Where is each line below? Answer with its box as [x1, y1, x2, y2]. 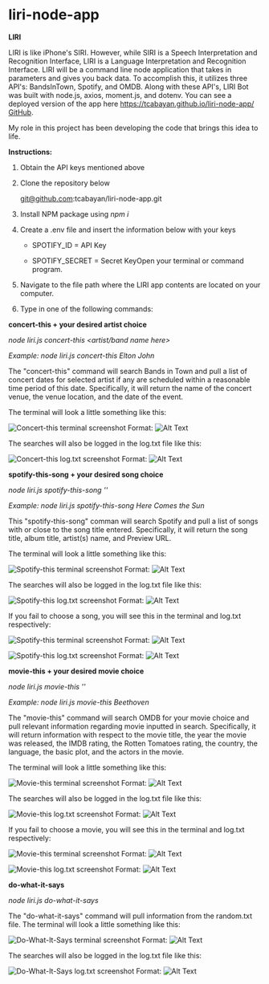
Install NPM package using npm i [19, 209, 129, 218]
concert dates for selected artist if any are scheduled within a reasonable [8, 375, 251, 384]
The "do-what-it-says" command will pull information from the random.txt [8, 911, 253, 921]
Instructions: [8, 147, 53, 157]
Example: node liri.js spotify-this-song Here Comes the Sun [8, 500, 205, 510]
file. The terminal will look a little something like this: [8, 919, 181, 929]
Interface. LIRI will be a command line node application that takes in [8, 64, 232, 74]
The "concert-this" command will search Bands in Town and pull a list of [8, 366, 247, 376]
